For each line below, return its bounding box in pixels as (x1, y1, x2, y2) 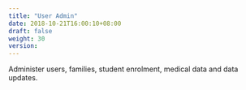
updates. (8, 73, 38, 83)
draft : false (8, 27, 53, 35)
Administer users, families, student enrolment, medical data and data (8, 64, 239, 74)
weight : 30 (8, 34, 45, 43)
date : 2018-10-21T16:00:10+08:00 (8, 19, 122, 28)
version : (8, 42, 38, 50)
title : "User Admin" (8, 11, 79, 20)
